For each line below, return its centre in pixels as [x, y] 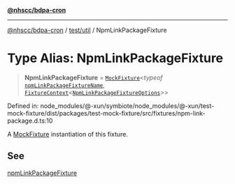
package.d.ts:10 [30, 121]
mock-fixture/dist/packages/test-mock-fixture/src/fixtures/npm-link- [107, 113]
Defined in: [23, 106]
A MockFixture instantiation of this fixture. [67, 134]
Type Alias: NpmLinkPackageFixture [115, 58]
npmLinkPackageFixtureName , [64, 85]
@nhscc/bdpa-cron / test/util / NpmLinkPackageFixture [87, 30]
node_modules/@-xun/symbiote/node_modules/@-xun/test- [127, 106]
